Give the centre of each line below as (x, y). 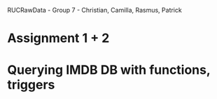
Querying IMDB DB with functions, (109, 70)
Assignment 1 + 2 (58, 38)
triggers (31, 85)
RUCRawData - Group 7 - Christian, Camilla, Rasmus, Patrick (94, 10)
